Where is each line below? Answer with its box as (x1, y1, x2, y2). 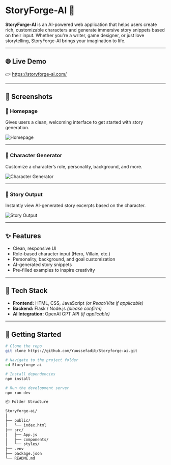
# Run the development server (5, 385, 70, 391)
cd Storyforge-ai (5, 362, 42, 368)
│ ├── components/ (5, 437, 49, 442)
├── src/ (5, 427, 24, 432)
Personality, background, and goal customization (12, 256, 116, 262)
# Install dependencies (5, 371, 56, 376)
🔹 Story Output (5, 191, 43, 198)
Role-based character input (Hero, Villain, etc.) (12, 250, 110, 256)
